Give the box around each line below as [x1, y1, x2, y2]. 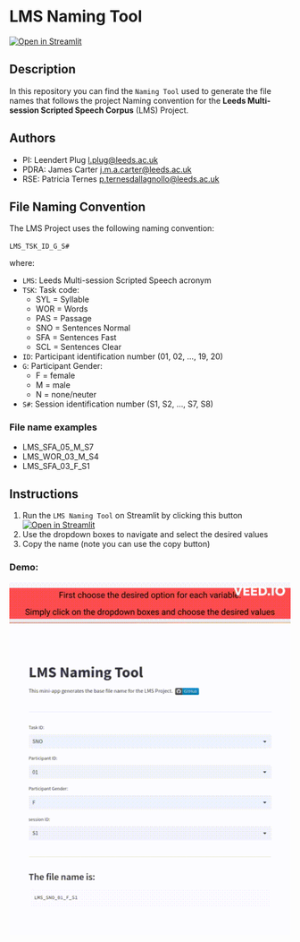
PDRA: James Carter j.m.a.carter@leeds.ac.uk [21, 164, 192, 175]
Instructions [9, 486, 79, 502]
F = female [35, 370, 76, 381]
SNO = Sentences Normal [35, 322, 131, 333]
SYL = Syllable [35, 294, 89, 305]
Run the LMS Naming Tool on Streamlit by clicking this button [21, 510, 243, 521]
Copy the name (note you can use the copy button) [21, 539, 211, 550]
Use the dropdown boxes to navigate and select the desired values [21, 529, 269, 540]
